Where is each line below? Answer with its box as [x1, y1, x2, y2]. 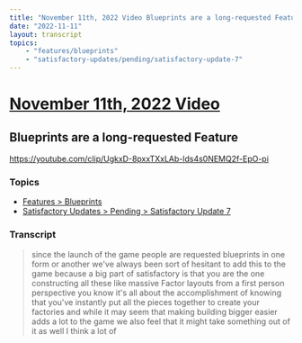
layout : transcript [9, 30, 83, 39]
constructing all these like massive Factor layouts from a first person [31, 277, 285, 288]
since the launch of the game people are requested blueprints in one [31, 248, 286, 259]
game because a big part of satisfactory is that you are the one [31, 267, 265, 279]
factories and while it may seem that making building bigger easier [31, 306, 279, 317]
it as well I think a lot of [31, 325, 117, 336]
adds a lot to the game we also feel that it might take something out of [31, 316, 290, 327]
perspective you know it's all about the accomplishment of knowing [31, 287, 282, 298]
